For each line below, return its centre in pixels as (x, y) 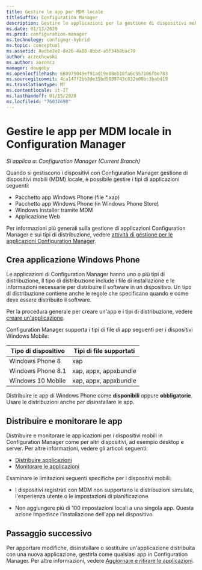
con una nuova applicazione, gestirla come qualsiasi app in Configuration (97, 554)
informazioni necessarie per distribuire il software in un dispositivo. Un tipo (99, 287)
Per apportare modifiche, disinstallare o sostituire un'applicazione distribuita (101, 548)
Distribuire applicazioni (43, 460)
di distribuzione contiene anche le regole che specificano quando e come (97, 294)
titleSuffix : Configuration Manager (52, 17)
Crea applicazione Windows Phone (73, 260)
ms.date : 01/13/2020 (32, 29)
